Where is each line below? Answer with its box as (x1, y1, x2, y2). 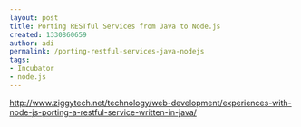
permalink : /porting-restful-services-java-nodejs (9, 47, 205, 56)
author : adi (9, 38, 54, 48)
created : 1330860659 (9, 30, 88, 39)
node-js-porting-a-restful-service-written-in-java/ (9, 106, 198, 118)
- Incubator (9, 64, 54, 73)
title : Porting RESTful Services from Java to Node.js (9, 22, 221, 31)
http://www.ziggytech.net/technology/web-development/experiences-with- (9, 97, 292, 108)
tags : (9, 55, 30, 64)
